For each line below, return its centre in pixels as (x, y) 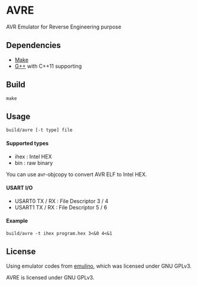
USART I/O (20, 188)
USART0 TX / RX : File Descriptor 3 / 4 (62, 201)
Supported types (28, 143)
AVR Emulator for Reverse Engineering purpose (64, 27)
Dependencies (33, 45)
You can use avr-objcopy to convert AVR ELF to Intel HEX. (77, 174)
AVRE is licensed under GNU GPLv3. (50, 277)
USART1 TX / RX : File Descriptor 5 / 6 (61, 207)
